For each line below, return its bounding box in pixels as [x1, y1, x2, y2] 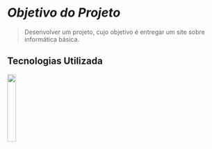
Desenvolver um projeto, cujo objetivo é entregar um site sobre [24, 28, 205, 36]
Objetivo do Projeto [7, 5, 121, 21]
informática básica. [24, 35, 80, 43]
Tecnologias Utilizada [7, 55, 103, 67]
